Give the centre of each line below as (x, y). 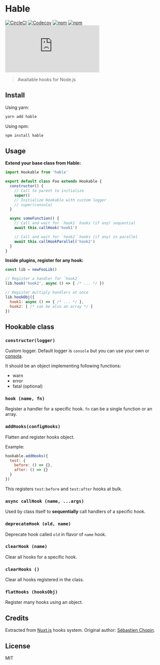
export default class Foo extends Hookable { (53, 181)
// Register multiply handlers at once (47, 293)
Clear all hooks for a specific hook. (41, 557)
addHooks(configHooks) (33, 427)
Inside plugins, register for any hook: (44, 260)
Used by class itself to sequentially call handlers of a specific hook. (75, 512)
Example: (15, 447)
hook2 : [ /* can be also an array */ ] (51, 306)
